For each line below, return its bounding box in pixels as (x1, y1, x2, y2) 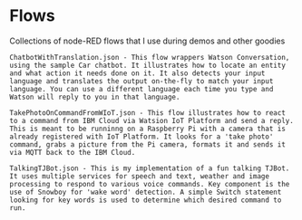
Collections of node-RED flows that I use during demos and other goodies (9, 35, 286, 46)
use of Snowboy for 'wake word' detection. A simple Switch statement (9, 187, 282, 196)
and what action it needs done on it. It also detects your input (9, 69, 266, 78)
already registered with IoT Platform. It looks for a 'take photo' (9, 132, 274, 141)
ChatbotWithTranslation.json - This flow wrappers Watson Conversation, (9, 53, 290, 62)
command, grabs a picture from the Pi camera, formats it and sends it (9, 139, 286, 149)
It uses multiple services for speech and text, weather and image (9, 171, 270, 181)
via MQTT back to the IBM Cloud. (9, 148, 136, 157)
